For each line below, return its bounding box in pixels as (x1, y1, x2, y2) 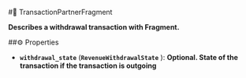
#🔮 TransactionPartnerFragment (8, 8, 113, 16)
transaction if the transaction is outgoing (19, 61, 157, 70)
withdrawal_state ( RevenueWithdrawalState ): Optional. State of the (19, 53, 239, 62)
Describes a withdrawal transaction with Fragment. (8, 23, 180, 31)
